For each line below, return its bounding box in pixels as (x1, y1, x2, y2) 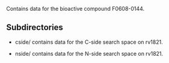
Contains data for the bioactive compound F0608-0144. (6, 5, 145, 12)
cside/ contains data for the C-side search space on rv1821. (14, 38, 164, 46)
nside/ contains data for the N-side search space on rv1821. (14, 50, 164, 57)
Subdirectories (6, 22, 63, 32)
